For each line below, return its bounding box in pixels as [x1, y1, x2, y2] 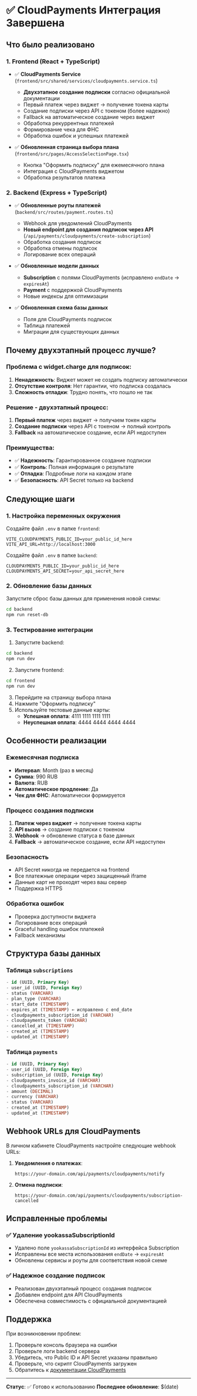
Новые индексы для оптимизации [23, 293, 108, 300]
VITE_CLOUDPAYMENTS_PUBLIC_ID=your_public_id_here [6, 536, 133, 542]
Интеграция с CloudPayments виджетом [23, 168, 124, 175]
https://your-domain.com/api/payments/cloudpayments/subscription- [14, 1193, 183, 1198]
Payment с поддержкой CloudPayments [23, 287, 123, 294]
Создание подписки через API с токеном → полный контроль [14, 423, 171, 430]
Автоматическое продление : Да [14, 785, 98, 792]
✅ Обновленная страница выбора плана [14, 143, 119, 150]
